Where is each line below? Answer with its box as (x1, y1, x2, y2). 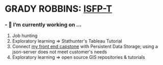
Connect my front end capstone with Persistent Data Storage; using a (12, 44, 158, 50)
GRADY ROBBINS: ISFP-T (5, 3, 113, 15)
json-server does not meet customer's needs (12, 49, 107, 55)
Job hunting (12, 32, 38, 39)
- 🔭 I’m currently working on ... (5, 21, 82, 28)
